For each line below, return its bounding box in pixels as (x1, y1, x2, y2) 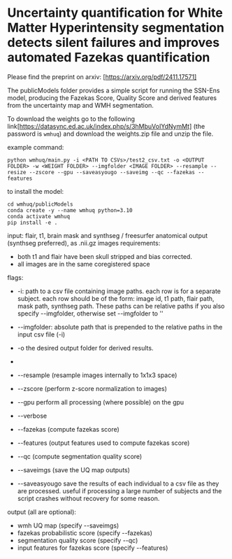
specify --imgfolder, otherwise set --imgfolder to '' (17, 309, 164, 318)
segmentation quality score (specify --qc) (17, 536, 138, 544)
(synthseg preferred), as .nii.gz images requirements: (7, 239, 161, 247)
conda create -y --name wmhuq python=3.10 (7, 206, 133, 214)
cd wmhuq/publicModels (7, 201, 73, 208)
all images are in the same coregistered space (17, 260, 150, 268)
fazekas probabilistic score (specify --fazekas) (17, 528, 152, 537)
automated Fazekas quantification (7, 50, 210, 66)
